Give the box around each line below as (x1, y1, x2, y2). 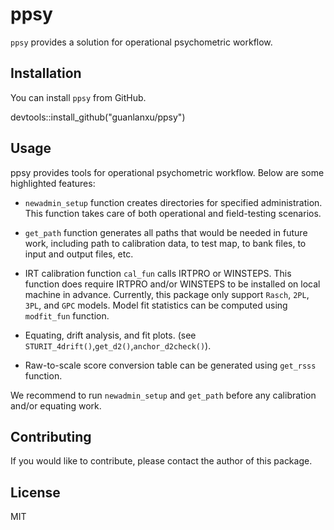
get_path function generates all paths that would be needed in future (24, 226, 308, 238)
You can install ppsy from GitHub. (10, 91, 147, 103)
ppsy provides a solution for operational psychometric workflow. (10, 36, 273, 48)
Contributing (10, 428, 92, 445)
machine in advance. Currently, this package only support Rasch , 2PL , (24, 288, 310, 300)
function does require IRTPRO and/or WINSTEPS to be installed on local (24, 278, 321, 290)
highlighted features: (10, 177, 96, 189)
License (10, 484, 61, 501)
